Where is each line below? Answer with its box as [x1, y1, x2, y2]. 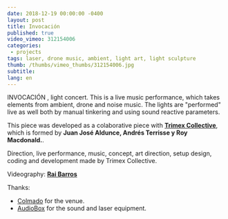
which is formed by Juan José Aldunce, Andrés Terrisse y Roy [7, 128, 188, 137]
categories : [7, 42, 41, 49]
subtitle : [7, 68, 36, 75]
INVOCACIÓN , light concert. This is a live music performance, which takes [7, 93, 220, 102]
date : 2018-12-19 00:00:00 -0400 [7, 10, 104, 17]
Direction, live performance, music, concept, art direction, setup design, [7, 149, 212, 158]
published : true [7, 29, 54, 37]
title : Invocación [7, 23, 60, 30]
